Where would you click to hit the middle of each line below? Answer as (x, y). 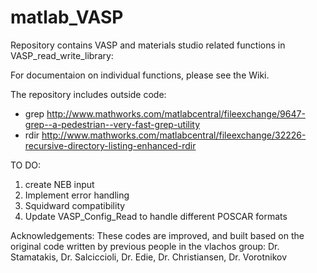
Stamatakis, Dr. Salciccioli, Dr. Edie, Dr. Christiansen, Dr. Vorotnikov (149, 257)
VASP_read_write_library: (62, 55)
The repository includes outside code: (88, 94)
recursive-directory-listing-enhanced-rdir (110, 145)
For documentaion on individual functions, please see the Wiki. (140, 75)
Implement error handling (77, 195)
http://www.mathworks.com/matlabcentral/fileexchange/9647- (176, 113)
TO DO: (26, 165)
